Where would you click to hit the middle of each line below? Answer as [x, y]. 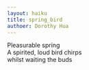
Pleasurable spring [34, 46]
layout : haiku [27, 13]
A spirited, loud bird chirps [44, 52]
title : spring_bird [35, 20]
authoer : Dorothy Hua [38, 26]
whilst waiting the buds [40, 60]
